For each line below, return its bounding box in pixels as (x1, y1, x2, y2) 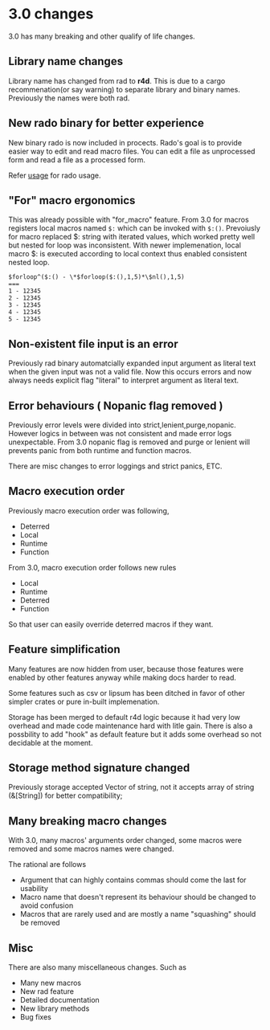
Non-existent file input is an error (8, 337, 178, 350)
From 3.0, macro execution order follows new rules (8, 562, 177, 572)
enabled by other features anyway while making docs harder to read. (8, 672, 237, 682)
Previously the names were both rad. (8, 93, 130, 103)
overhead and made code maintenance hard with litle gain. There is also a (8, 721, 253, 730)
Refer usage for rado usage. (8, 170, 102, 180)
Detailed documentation (19, 995, 100, 1005)
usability (19, 884, 48, 893)
